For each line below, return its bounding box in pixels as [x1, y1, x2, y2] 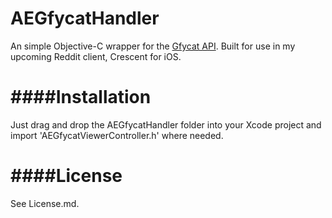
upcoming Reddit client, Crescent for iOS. [10, 50, 182, 62]
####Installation [10, 86, 152, 109]
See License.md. [10, 197, 80, 209]
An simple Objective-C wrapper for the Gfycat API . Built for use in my [10, 40, 296, 52]
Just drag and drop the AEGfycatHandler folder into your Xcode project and [10, 118, 322, 131]
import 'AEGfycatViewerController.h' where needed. [10, 129, 224, 141]
